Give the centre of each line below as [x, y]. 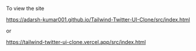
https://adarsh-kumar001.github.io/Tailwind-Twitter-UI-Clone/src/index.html [98, 19]
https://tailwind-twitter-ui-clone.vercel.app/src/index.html [76, 42]
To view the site [25, 8]
